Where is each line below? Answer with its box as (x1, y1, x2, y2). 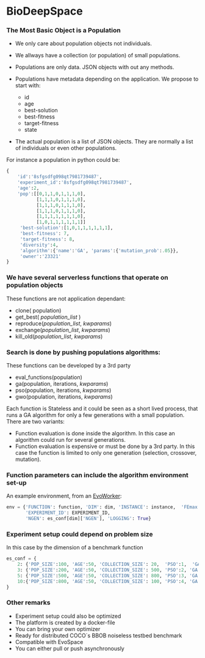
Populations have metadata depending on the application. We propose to (15, 75, 199, 83)
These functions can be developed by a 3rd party (6, 361, 131, 369)
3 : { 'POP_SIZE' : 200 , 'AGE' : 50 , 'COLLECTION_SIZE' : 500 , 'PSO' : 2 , (17, 566, 187, 573)
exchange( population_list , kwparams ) (15, 326, 111, 333)
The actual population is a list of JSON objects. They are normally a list (15, 138, 193, 145)
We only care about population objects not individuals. (15, 40, 153, 47)
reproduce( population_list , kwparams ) (15, 319, 112, 327)
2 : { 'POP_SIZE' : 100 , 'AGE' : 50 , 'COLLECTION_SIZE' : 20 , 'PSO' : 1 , (17, 562, 187, 568)
